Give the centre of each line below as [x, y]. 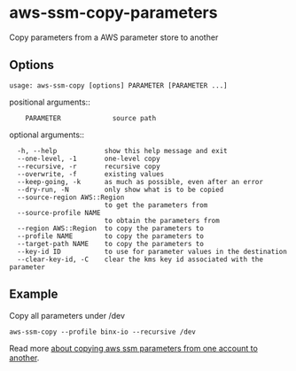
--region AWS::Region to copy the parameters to [110, 228]
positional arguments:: [50, 102]
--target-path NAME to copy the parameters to [110, 243]
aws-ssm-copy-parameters [113, 13]
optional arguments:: [47, 135]
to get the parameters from [156, 205]
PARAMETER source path [91, 118]
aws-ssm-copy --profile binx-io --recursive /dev [103, 332]
